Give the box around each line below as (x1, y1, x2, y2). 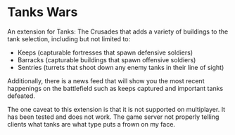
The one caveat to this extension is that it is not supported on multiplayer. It (7, 105, 226, 113)
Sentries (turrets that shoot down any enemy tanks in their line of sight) (17, 63, 224, 71)
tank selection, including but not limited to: (7, 34, 131, 43)
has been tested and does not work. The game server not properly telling (7, 113, 220, 121)
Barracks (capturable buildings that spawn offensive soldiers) (17, 55, 196, 64)
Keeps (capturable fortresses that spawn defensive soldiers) (17, 48, 193, 57)
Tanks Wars (7, 4, 78, 20)
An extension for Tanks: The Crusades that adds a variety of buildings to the (7, 27, 229, 36)
